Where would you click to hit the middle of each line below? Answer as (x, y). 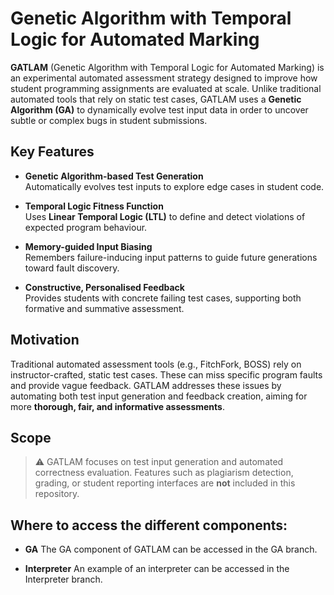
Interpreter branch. (63, 579)
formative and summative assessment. (104, 308)
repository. (57, 494)
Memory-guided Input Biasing (88, 246)
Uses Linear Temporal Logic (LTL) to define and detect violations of (165, 216)
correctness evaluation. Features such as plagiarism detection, (164, 473)
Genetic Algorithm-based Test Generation (114, 176)
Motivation (45, 340)
